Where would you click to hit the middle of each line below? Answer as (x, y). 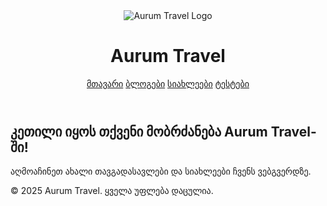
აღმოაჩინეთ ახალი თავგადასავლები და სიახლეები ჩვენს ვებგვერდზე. (161, 171)
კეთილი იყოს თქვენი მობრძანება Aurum (139, 131)
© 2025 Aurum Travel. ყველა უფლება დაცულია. (112, 191)
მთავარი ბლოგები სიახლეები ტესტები (168, 83)
